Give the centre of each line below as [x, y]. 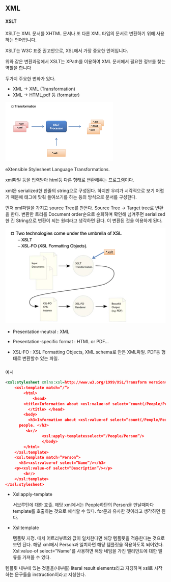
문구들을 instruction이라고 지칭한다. [50, 574]
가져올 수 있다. [36, 557]
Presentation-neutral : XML [41, 331]
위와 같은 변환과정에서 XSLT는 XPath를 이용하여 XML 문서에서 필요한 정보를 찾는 [85, 61]
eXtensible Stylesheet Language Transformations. [58, 170]
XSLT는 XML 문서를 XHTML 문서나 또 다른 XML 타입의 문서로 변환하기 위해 [80, 33]
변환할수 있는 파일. [41, 358]
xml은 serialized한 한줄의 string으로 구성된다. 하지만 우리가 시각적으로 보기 [80, 191]
